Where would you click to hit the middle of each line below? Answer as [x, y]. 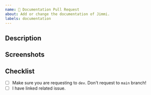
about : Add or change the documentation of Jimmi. [57, 14]
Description [23, 38]
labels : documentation [28, 18]
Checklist [20, 71]
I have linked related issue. [39, 88]
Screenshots [25, 55]
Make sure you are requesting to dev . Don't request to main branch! [79, 82]
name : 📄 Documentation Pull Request [42, 9]
